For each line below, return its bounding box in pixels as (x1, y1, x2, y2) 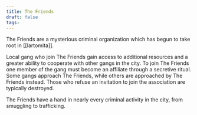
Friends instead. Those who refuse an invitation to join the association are (6, 78, 186, 86)
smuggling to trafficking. (6, 103, 66, 110)
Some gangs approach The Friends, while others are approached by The (6, 72, 183, 80)
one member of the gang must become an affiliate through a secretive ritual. (6, 66, 192, 73)
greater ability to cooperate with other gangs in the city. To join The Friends (6, 60, 189, 67)
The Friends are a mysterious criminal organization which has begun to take (6, 36, 191, 43)
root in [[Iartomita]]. (6, 42, 54, 49)
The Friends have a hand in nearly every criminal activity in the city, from (6, 96, 183, 103)
